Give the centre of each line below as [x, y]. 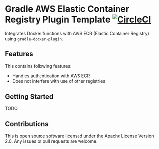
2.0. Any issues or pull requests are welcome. [51, 141]
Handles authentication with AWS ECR [51, 76]
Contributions [27, 124]
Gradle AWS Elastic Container [67, 9]
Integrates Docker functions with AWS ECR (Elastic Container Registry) [77, 33]
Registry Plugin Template [58, 20]
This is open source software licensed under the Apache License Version [79, 136]
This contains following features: [38, 66]
